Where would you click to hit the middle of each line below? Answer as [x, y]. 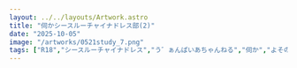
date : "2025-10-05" [45, 34]
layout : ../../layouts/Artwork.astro [79, 17]
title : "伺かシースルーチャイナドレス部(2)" [82, 26]
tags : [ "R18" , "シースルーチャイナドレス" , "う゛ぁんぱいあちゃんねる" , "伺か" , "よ [143, 50]
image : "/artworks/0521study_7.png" [76, 42]
